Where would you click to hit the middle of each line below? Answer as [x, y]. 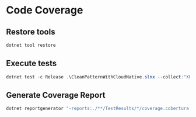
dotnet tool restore [31, 45]
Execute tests [32, 63]
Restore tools [31, 32]
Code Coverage [45, 10]
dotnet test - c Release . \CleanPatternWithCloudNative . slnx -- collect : [95, 77]
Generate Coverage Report [56, 95]
